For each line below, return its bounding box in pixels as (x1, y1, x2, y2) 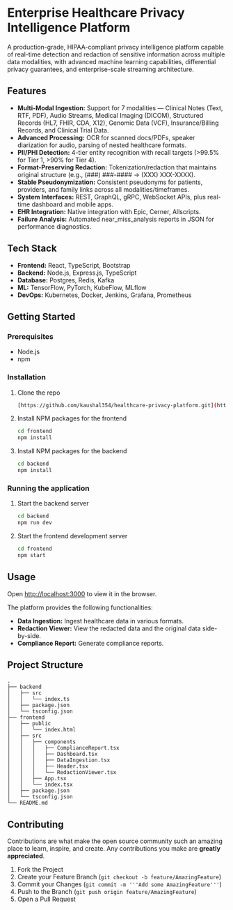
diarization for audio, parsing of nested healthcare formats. (17, 141, 186, 149)
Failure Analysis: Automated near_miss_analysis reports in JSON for (17, 215, 214, 223)
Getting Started (7, 310, 76, 322)
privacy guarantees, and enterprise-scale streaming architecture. (7, 65, 195, 73)
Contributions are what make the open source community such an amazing (7, 837, 223, 845)
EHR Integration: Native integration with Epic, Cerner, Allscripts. (17, 207, 201, 215)
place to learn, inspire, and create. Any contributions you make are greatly (7, 844, 221, 853)
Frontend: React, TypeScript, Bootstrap (17, 261, 131, 269)
